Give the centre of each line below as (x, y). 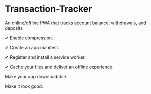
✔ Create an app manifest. (32, 47)
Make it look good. (24, 86)
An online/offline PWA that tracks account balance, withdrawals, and (75, 23)
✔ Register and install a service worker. (45, 57)
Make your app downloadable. (36, 76)
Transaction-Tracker (49, 9)
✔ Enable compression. (29, 38)
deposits (14, 28)
